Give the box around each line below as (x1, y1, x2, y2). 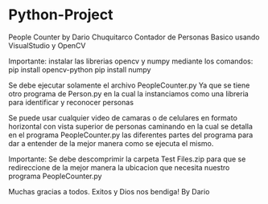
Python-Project (8, 6, 113, 24)
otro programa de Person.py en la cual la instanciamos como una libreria (8, 88, 249, 98)
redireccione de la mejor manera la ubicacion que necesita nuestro (8, 162, 230, 172)
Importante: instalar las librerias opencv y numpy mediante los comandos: (8, 56, 254, 66)
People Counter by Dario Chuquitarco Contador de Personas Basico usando (8, 32, 260, 42)
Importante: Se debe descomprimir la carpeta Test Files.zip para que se (8, 154, 246, 164)
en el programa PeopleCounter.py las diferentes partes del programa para (8, 130, 254, 140)
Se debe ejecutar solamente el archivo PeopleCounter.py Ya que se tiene (8, 80, 250, 90)
